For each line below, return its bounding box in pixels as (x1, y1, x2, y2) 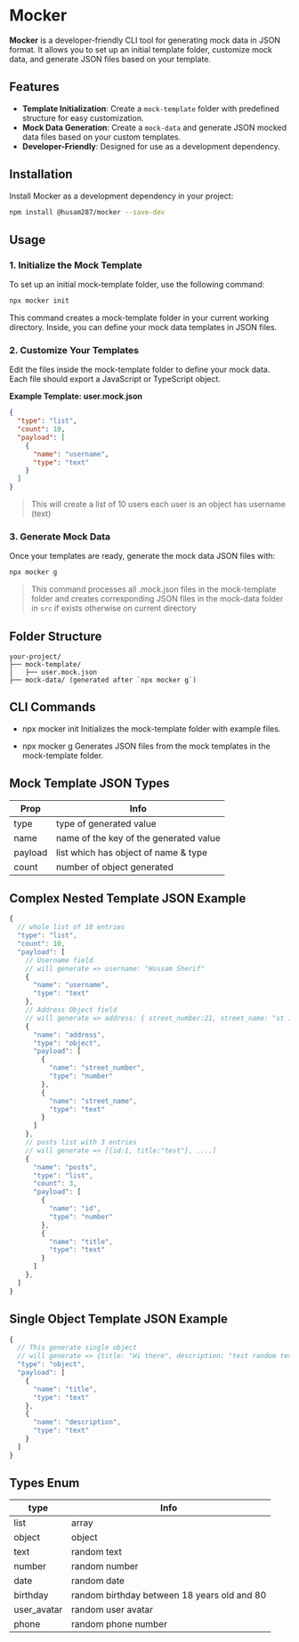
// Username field (25, 956, 93, 965)
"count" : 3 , (32, 1179, 77, 1188)
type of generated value (56, 817, 157, 829)
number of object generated (56, 861, 174, 873)
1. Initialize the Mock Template (9, 259, 142, 271)
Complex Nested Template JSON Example (9, 891, 246, 906)
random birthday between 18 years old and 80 (70, 1589, 267, 1602)
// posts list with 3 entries (25, 1138, 138, 1147)
